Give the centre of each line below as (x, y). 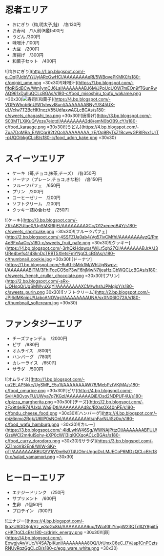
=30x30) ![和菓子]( (30, 99)
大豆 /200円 (26, 49)
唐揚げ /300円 (28, 55)
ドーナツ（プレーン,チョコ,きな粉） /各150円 (57, 179)
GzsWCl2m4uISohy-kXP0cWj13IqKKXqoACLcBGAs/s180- (63, 435)
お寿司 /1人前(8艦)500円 (38, 30)
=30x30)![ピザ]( (63, 390)
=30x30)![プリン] (102, 276)
